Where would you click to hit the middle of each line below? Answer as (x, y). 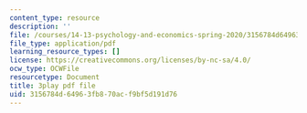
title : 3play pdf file (53, 86)
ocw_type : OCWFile (44, 69)
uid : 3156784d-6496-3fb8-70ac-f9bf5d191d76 (94, 94)
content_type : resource (55, 18)
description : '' (40, 26)
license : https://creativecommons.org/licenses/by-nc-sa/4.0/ (130, 60)
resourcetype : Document (55, 77)
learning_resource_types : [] (65, 52)
